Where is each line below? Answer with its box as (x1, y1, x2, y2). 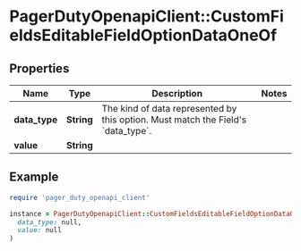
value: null (17, 226, 63, 235)
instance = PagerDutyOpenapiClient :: (9, 209, 150, 218)
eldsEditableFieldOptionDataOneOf (9, 25, 278, 46)
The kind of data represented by (101, 103, 237, 114)
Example (9, 170, 59, 185)
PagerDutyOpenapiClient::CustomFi (9, 6, 284, 27)
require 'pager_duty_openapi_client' (9, 193, 150, 202)
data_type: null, (17, 217, 82, 227)
